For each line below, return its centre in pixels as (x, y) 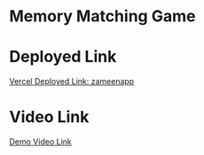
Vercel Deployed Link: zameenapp (72, 81)
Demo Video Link (41, 142)
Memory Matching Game (102, 16)
